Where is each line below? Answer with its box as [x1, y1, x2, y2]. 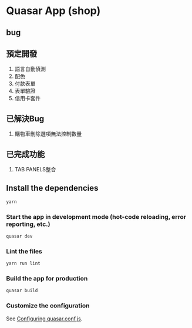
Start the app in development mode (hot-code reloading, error [6, 212, 187, 221]
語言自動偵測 [14, 66, 46, 73]
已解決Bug [6, 113, 45, 124]
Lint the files [6, 247, 42, 255]
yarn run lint [6, 261, 41, 266]
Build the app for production [6, 274, 88, 282]
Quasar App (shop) [6, 4, 101, 18]
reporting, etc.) [6, 220, 50, 228]
